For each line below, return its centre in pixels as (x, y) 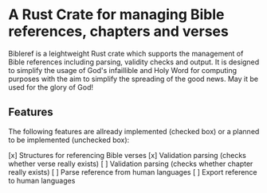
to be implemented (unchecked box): (69, 140)
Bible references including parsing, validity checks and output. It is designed (134, 62)
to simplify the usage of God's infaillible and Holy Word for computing (123, 70)
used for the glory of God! (51, 87)
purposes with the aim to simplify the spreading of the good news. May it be (133, 79)
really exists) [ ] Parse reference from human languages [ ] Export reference (133, 172)
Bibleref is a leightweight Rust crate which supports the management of (126, 53)
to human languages (42, 180)
